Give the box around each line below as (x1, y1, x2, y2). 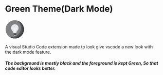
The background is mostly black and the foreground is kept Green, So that (5, 60, 158, 66)
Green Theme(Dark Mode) (5, 3, 113, 15)
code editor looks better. (5, 65, 56, 71)
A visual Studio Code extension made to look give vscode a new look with (5, 44, 153, 49)
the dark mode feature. (5, 49, 51, 55)
